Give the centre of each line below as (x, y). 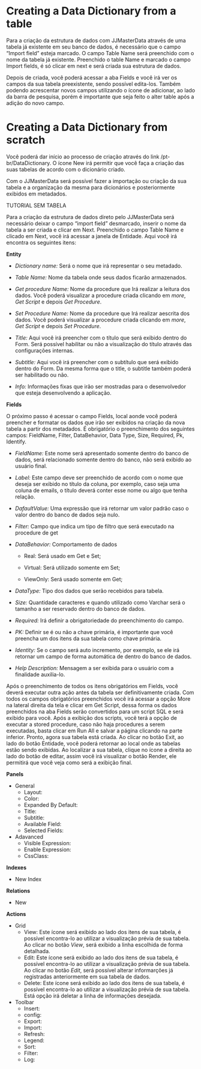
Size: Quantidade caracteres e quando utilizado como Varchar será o (100, 602)
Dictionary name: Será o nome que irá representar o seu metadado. (98, 266)
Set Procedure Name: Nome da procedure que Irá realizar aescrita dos (102, 313)
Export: (33, 1021)
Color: (31, 798)
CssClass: (36, 855)
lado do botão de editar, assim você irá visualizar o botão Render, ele (91, 756)
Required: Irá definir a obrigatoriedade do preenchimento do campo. (99, 620)
